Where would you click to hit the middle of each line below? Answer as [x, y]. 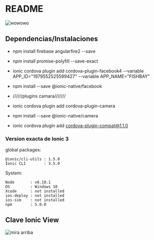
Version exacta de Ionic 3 [37, 139]
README [24, 9]
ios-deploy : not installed [35, 196]
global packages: [23, 150]
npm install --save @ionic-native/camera [55, 115]
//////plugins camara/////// [39, 96]
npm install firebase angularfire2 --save [54, 51]
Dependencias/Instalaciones [52, 39]
